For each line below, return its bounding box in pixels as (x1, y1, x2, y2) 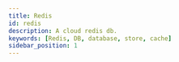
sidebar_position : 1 (8, 42, 79, 50)
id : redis (8, 19, 42, 27)
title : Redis (8, 11, 53, 20)
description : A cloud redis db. (8, 27, 117, 35)
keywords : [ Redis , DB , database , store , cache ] (8, 34, 173, 43)
